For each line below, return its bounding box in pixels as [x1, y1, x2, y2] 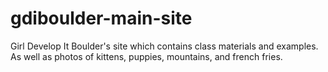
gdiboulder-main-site [10, 7, 193, 30]
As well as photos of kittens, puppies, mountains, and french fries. [10, 50, 283, 62]
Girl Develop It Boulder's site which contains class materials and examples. [10, 40, 319, 52]
